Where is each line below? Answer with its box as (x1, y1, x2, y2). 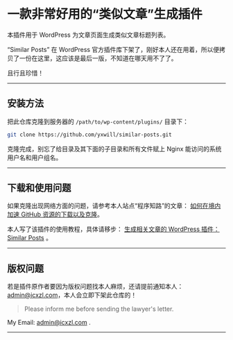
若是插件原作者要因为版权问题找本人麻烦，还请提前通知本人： (7, 282, 184, 291)
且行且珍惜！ (7, 69, 44, 77)
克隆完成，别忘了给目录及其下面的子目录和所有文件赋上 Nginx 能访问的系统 (7, 144, 222, 153)
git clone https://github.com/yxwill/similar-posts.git (7, 131, 172, 138)
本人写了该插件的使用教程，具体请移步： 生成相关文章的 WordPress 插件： (7, 225, 220, 233)
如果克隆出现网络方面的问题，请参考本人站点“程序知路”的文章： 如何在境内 (7, 202, 221, 210)
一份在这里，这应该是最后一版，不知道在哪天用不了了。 (19, 53, 178, 62)
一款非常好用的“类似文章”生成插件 (7, 6, 203, 22)
